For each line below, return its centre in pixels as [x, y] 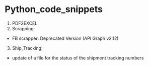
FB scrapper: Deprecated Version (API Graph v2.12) [65, 38]
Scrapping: [23, 28]
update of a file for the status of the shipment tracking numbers [78, 58]
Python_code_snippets [54, 9]
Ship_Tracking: [27, 48]
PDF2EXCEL [25, 23]
